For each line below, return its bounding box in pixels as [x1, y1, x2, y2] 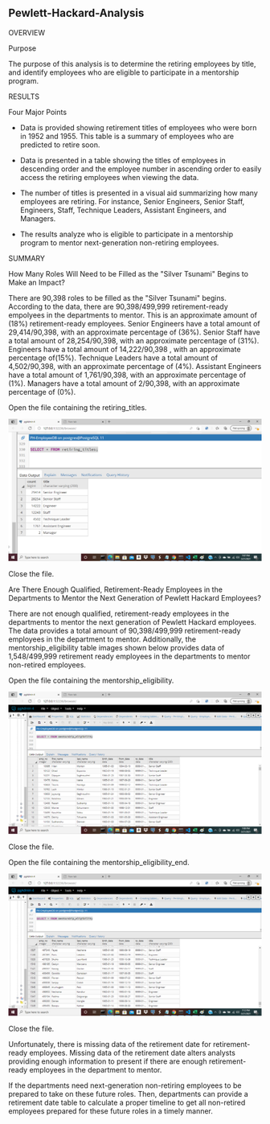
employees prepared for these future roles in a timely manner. [8, 1106, 213, 1116]
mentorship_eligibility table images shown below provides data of [8, 642, 225, 652]
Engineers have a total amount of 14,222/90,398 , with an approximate [8, 344, 241, 354]
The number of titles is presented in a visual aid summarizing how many [19, 188, 259, 198]
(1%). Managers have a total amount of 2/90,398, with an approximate [8, 378, 240, 388]
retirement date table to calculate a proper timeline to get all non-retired [8, 1097, 246, 1107]
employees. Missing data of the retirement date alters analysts [29, 1048, 235, 1057]
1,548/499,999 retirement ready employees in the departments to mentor [8, 651, 251, 661]
